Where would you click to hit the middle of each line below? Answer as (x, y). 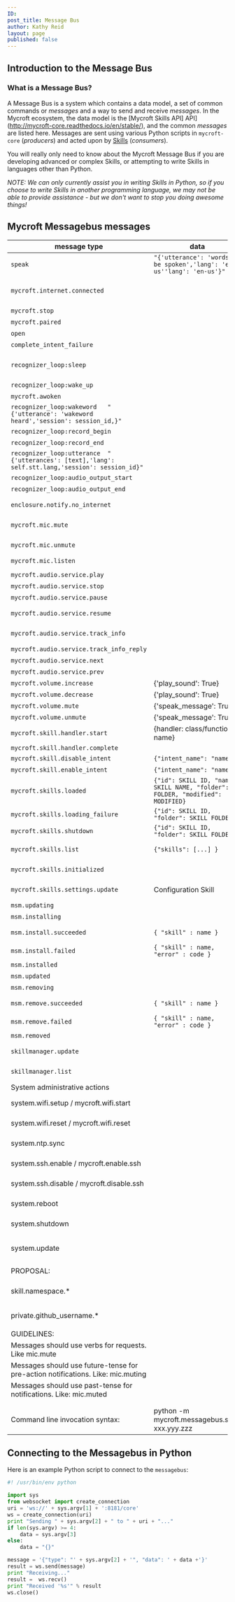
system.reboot (34, 1203)
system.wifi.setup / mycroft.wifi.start (71, 1103)
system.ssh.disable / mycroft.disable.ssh (78, 1183)
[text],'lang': (90, 460)
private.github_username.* (55, 1315)
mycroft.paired (36, 322)
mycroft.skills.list (45, 849)
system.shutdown (40, 1224)
